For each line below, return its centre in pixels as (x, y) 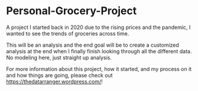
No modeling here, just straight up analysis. (59, 57)
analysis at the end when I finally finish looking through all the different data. (99, 51)
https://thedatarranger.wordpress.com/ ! (55, 82)
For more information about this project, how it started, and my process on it (99, 69)
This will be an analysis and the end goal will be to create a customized (92, 45)
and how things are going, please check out (60, 75)
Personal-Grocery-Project (72, 11)
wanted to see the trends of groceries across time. (68, 33)
